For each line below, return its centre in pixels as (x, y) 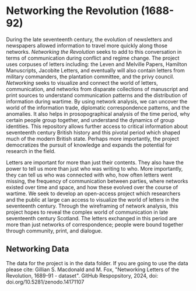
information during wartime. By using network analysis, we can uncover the (97, 101)
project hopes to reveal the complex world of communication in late (87, 212)
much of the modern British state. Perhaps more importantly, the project (92, 138)
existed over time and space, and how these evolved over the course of (92, 187)
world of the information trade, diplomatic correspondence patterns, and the (98, 108)
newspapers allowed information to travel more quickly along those (87, 46)
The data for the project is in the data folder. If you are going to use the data (97, 263)
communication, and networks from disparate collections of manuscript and (97, 89)
